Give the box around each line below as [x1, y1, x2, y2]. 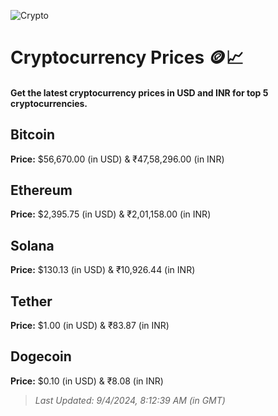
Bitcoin [10, 126, 56, 144]
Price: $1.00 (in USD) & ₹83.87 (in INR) [10, 320, 170, 332]
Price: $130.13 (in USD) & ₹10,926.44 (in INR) [10, 264, 196, 276]
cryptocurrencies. [10, 97, 88, 109]
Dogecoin [10, 348, 72, 365]
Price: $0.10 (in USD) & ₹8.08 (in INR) [10, 375, 164, 387]
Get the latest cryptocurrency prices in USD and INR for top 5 [10, 86, 269, 99]
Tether [10, 293, 53, 310]
